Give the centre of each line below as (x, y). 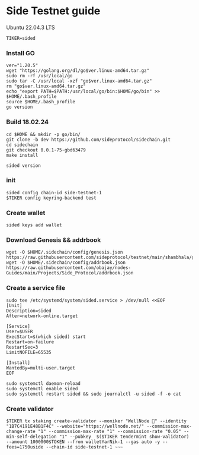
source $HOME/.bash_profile (41, 102)
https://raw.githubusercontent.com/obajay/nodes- (69, 268)
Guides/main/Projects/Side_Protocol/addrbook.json (70, 273)
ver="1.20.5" (22, 66)
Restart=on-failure (30, 342)
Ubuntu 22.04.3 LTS (31, 27)
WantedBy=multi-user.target (41, 368)
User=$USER (20, 331)
